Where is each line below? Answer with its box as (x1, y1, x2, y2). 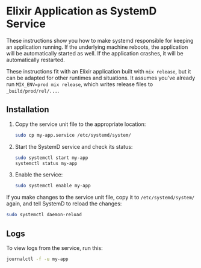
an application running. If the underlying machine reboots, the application (6, 43, 188, 51)
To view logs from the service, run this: (6, 244, 104, 251)
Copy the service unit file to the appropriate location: (14, 120, 146, 128)
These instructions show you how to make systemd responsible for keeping (6, 37, 194, 44)
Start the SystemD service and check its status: (14, 143, 133, 150)
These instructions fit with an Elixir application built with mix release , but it (6, 67, 191, 75)
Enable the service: (14, 171, 63, 178)
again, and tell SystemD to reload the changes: (6, 200, 122, 207)
